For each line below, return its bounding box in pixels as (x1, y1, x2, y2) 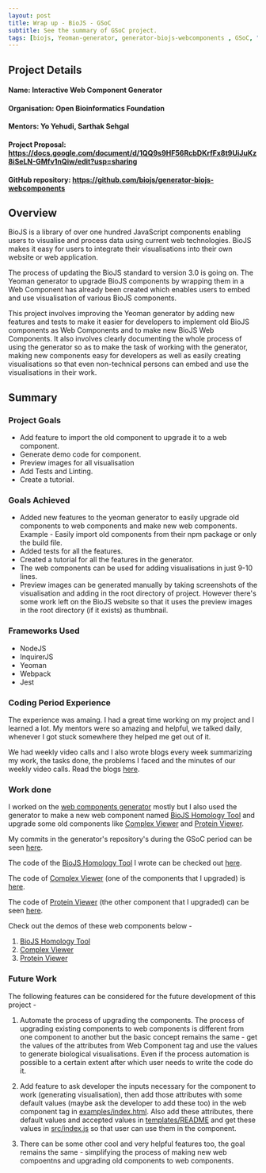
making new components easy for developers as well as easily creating (8, 351, 241, 361)
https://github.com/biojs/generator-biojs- (72, 175, 215, 184)
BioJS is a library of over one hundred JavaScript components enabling (8, 227, 241, 237)
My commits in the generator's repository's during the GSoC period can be (8, 835, 253, 844)
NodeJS (19, 643, 47, 653)
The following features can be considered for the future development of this (8, 991, 256, 1001)
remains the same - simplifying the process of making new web (19, 1147, 227, 1156)
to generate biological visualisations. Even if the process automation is (19, 1049, 249, 1059)
